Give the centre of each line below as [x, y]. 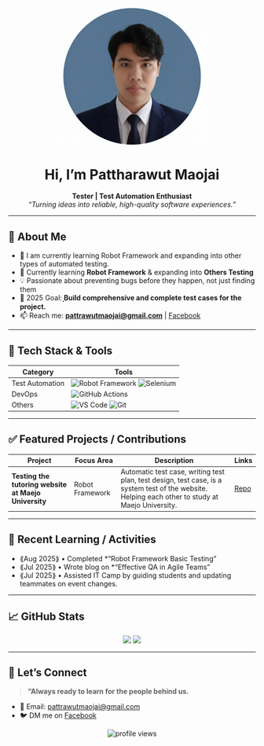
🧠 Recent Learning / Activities [82, 540]
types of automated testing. [64, 264]
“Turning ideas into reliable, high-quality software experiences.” [132, 204]
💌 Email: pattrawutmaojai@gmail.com [80, 707]
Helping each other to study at [169, 497]
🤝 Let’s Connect [48, 673]
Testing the [30, 476]
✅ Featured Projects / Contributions [97, 439]
